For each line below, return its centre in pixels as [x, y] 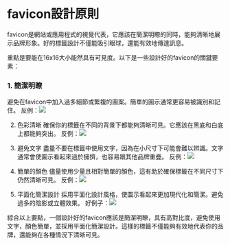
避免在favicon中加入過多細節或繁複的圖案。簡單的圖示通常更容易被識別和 [111, 102]
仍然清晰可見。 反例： [48, 180]
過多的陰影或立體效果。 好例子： [63, 203]
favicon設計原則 [53, 14]
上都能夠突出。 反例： [48, 134]
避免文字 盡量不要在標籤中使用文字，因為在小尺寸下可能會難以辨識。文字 [120, 148]
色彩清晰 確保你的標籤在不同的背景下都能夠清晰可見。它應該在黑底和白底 [120, 125]
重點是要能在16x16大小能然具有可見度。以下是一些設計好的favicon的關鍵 [110, 57]
